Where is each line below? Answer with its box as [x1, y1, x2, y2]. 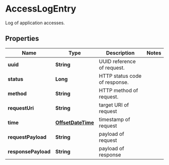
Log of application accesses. [5, 20, 65, 26]
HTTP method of [99, 87, 138, 94]
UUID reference [99, 58, 136, 65]
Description [106, 49, 135, 56]
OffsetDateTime [55, 119, 94, 126]
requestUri [8, 104, 34, 112]
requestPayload [8, 133, 47, 140]
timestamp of [99, 116, 130, 123]
